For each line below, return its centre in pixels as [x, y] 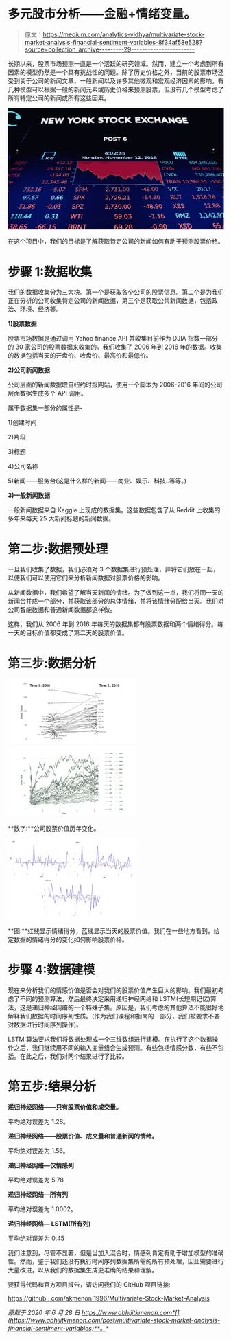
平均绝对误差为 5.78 [36, 1180]
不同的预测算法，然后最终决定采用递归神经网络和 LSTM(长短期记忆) [115, 999]
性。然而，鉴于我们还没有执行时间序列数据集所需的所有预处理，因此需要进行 [116, 1261]
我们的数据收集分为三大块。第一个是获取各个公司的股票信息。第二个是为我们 [116, 292]
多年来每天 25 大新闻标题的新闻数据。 [61, 518]
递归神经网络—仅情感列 [41, 1165]
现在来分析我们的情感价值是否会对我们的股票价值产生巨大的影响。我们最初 [113, 990]
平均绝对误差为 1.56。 [38, 1151]
